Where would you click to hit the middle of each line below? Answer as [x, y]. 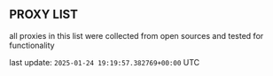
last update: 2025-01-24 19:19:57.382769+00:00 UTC [105, 62]
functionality [32, 45]
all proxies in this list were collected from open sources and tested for [136, 35]
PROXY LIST [43, 15]
